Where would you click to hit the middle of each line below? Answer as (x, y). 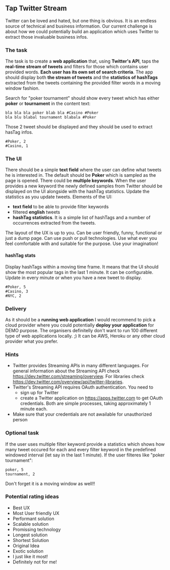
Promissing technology (37, 529)
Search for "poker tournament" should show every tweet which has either (82, 98)
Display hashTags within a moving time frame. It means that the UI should (82, 266)
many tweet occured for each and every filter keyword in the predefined (81, 449)
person (20, 420)
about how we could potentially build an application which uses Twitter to (82, 31)
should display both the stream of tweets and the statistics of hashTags (82, 77)
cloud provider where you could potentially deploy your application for (80, 325)
